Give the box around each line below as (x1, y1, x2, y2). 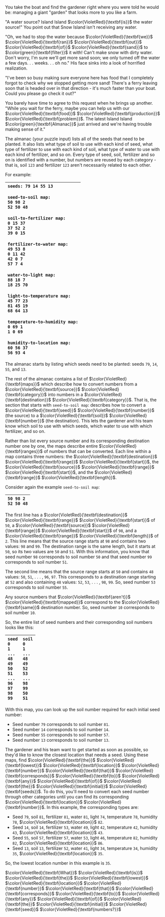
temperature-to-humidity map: (7, 319, 79, 325)
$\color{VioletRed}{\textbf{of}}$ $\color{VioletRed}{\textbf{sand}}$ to (5, 44, 148, 50)
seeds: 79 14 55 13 (7, 184, 53, 189)
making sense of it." (5, 126, 46, 132)
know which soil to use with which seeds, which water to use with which (5, 423, 152, 429)
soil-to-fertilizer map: (7, 216, 66, 221)
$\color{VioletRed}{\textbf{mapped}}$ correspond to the (5, 599, 121, 605)
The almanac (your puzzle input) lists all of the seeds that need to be (5, 136, 144, 142)
